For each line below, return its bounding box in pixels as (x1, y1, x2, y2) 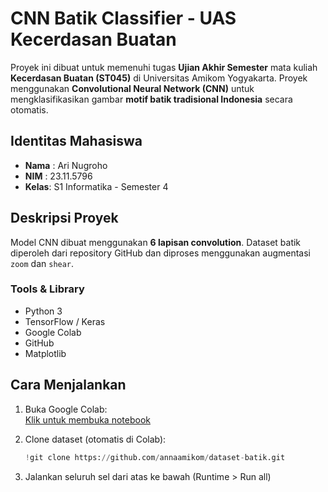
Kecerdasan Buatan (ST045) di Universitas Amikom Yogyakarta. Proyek (10, 72, 308, 84)
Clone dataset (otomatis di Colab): (24, 433, 167, 445)
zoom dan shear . (10, 257, 75, 269)
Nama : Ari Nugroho (24, 159, 108, 171)
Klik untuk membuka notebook (24, 413, 151, 426)
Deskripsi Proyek (10, 210, 119, 227)
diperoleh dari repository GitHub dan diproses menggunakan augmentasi (10, 247, 311, 259)
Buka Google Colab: (24, 403, 108, 415)
